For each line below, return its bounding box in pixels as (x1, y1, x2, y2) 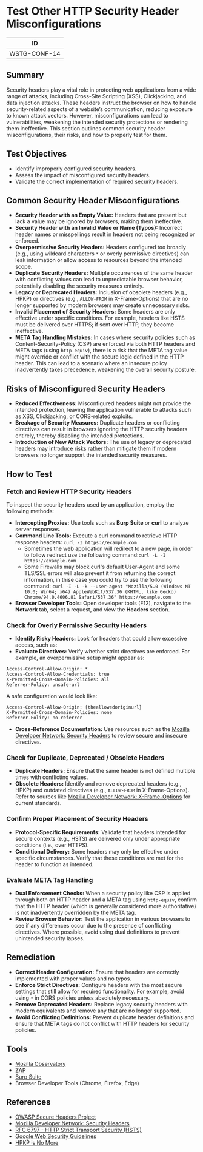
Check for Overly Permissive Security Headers (6, 621, 147, 629)
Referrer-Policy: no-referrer (6, 715, 83, 721)
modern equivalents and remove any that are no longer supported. (15, 1007, 181, 1014)
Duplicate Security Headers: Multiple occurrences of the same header (15, 269, 193, 277)
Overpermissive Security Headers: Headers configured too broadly (15, 244, 187, 251)
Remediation (6, 952, 56, 963)
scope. (15, 263, 33, 271)
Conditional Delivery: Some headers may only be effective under (15, 847, 179, 855)
